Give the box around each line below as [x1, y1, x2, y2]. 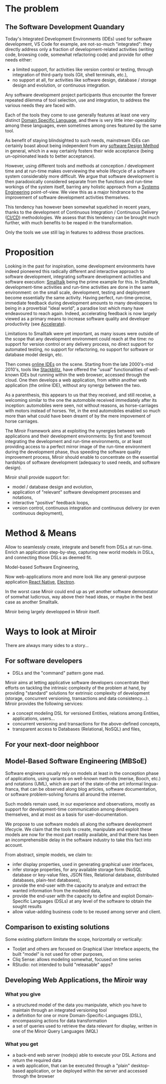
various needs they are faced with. [5, 103, 76, 108]
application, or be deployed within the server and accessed [26, 1068, 148, 1074]
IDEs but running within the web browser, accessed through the [19, 372, 150, 378]
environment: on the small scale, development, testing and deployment [5, 289, 150, 295]
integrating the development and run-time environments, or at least [5, 438, 142, 444]
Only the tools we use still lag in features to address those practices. [5, 229, 145, 235]
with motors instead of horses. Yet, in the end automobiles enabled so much [5, 407, 161, 414]
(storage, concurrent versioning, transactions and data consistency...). [5, 695, 149, 701]
